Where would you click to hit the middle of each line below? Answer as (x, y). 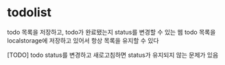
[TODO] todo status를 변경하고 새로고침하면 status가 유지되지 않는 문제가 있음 (113, 55)
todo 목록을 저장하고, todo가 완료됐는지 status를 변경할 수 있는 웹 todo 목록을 (111, 32)
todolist (29, 13)
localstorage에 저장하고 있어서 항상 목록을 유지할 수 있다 (83, 40)
